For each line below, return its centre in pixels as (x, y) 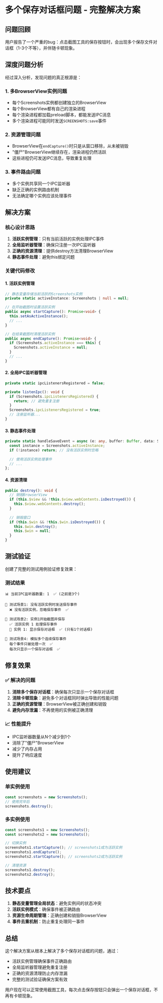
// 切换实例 (16, 843)
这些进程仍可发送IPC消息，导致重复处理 (52, 158)
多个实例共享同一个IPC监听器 (41, 183)
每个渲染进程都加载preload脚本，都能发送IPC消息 (61, 115)
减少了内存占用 (27, 749)
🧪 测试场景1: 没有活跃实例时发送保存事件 (41, 605)
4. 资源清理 (16, 480)
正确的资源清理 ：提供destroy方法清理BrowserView (63, 251)
